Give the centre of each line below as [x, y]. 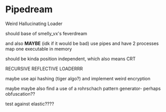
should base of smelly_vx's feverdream [46, 33]
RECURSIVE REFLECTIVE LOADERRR [44, 69]
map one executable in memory [39, 49]
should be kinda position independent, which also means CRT [70, 59]
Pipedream [29, 9]
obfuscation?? [20, 94]
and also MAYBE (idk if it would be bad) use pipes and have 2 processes [82, 43]
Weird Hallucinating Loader [34, 24]
